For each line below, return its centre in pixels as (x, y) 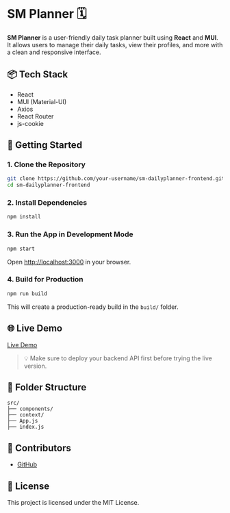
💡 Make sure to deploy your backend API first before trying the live (118, 358)
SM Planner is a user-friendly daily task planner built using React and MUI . (113, 37)
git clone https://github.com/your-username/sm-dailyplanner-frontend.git (116, 179)
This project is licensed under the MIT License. (73, 502)
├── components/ (30, 409)
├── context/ (26, 415)
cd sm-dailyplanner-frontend (49, 185)
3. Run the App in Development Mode (70, 234)
